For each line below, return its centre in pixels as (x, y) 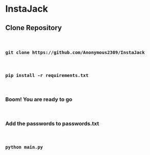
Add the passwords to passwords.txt (52, 123)
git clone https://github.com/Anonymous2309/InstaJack (75, 52)
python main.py (24, 147)
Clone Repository (34, 28)
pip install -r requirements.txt (47, 75)
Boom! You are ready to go (39, 99)
